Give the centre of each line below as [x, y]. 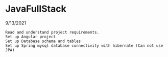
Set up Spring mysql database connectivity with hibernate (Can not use [84, 46]
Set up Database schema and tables [43, 41]
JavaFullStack [36, 9]
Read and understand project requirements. [52, 32]
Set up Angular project [31, 37]
